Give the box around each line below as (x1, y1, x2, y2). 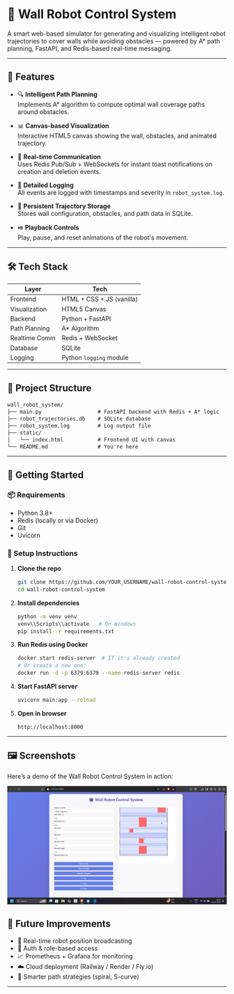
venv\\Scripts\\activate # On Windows (17, 620, 136, 627)
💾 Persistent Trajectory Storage (17, 202, 111, 210)
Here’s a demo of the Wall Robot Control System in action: (7, 772, 173, 780)
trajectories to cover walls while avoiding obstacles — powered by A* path (7, 36, 221, 45)
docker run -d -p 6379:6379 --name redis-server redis (17, 670, 180, 677)
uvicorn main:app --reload (17, 696, 96, 704)
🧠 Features (7, 71, 55, 83)
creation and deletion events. (17, 167, 101, 175)
